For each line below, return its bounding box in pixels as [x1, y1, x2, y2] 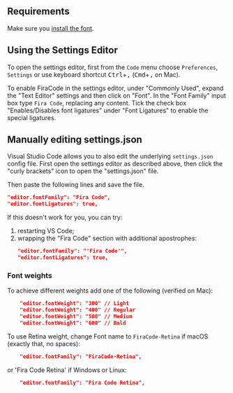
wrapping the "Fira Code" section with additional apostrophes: [17, 234, 197, 243]
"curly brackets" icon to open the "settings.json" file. [7, 167, 159, 175]
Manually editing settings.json [7, 134, 143, 146]
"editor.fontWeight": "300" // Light [20, 300, 130, 307]
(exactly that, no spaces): [7, 339, 80, 348]
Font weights [7, 270, 52, 280]
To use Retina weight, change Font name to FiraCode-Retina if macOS [7, 332, 209, 341]
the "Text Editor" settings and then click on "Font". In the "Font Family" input [7, 91, 227, 100]
